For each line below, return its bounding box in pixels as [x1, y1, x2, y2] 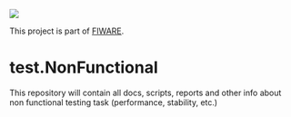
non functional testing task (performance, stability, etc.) [9, 96, 218, 108]
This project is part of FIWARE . [9, 25, 125, 36]
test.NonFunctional [9, 57, 159, 78]
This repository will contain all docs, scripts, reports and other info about [9, 87, 282, 98]
